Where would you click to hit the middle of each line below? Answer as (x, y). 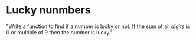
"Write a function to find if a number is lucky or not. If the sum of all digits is (98, 26)
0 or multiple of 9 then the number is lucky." (60, 32)
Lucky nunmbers (48, 10)
